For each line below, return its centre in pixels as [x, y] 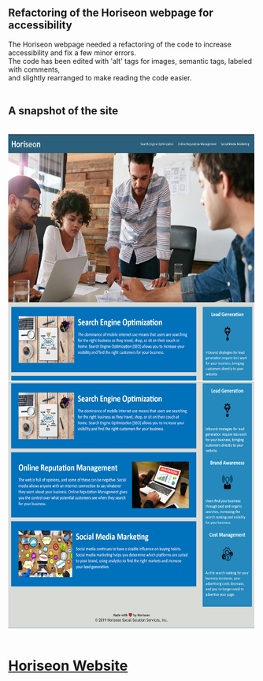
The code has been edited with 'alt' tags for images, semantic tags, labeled [130, 61]
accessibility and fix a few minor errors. [72, 52]
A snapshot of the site [63, 111]
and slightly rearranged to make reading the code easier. [100, 77]
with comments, [34, 69]
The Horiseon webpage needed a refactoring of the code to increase [120, 44]
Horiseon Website [68, 666]
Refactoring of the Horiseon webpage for [111, 13]
